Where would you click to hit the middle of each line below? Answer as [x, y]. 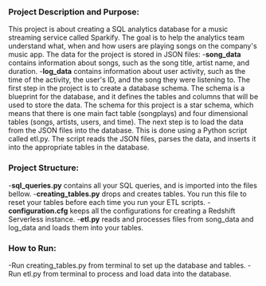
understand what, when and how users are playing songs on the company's [133, 46]
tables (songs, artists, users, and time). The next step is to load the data [126, 122]
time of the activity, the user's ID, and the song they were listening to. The [129, 80]
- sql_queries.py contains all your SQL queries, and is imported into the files [133, 185]
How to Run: [33, 248]
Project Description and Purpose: [74, 12]
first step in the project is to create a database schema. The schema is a [127, 88]
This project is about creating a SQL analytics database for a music [118, 29]
